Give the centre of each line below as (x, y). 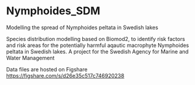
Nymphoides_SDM (53, 11)
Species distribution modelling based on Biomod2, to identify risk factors (96, 39)
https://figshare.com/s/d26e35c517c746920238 (65, 75)
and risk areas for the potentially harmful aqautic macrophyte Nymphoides (97, 45)
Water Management (30, 58)
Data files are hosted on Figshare (47, 69)
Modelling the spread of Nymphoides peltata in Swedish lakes (82, 27)
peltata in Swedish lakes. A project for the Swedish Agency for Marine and (97, 51)
